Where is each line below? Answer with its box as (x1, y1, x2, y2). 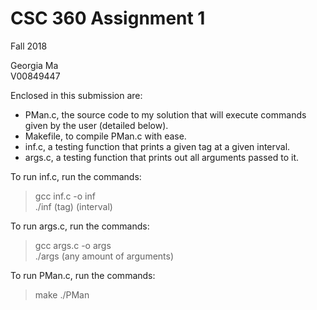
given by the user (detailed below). (24, 119, 169, 131)
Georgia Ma (10, 59, 59, 71)
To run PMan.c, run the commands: (10, 269, 156, 281)
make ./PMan (34, 288, 90, 301)
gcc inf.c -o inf (34, 190, 96, 202)
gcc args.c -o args (34, 239, 112, 251)
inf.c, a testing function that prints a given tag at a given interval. (24, 140, 291, 152)
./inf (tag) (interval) (34, 200, 113, 212)
